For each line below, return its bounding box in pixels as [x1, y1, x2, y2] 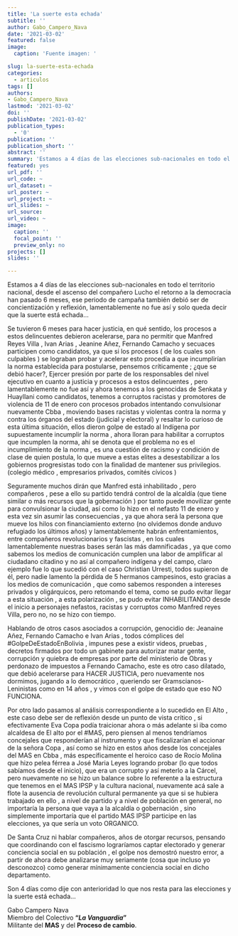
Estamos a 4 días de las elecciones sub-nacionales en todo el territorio [7, 280, 215, 289]
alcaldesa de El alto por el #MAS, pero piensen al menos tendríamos [7, 728, 207, 737]
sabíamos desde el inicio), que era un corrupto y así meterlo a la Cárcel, [7, 766, 218, 775]
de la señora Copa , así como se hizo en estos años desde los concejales [7, 744, 222, 752]
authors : [7, 90, 33, 97]
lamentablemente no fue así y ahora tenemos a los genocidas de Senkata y [7, 385, 227, 393]
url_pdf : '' [7, 169, 43, 176]
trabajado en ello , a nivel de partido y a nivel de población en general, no [7, 797, 222, 805]
